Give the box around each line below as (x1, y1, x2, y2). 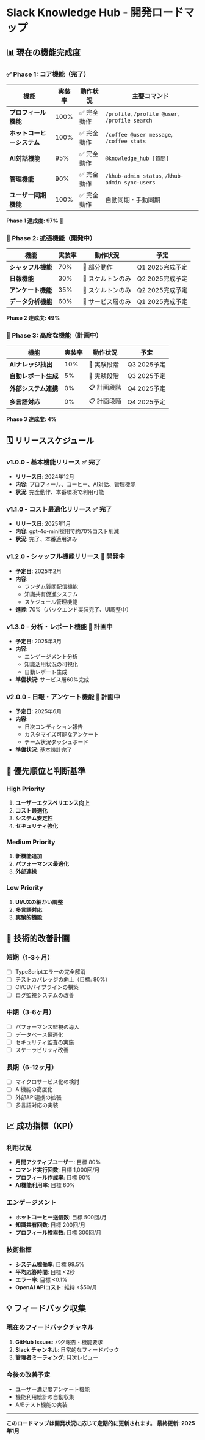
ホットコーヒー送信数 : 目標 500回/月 (15, 1213, 107, 1221)
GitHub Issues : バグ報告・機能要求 (15, 1338, 104, 1346)
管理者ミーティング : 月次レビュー (15, 1354, 99, 1361)
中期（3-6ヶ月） (6, 1008, 55, 1017)
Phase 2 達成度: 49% (6, 314, 60, 322)
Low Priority (6, 884, 44, 892)
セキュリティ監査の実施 (15, 1038, 74, 1045)
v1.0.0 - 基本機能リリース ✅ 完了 (6, 458, 102, 466)
